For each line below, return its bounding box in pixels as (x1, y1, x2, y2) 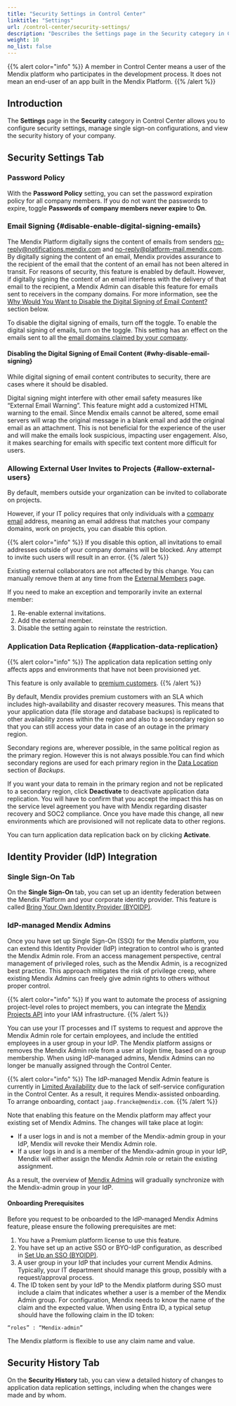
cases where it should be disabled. (7, 380, 108, 388)
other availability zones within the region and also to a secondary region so (7, 715, 225, 723)
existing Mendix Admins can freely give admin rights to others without (7, 974, 210, 982)
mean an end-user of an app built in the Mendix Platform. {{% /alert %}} (7, 77, 216, 85)
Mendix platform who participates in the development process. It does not (7, 70, 221, 78)
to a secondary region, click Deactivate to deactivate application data (7, 786, 209, 796)
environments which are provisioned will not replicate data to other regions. (7, 817, 226, 825)
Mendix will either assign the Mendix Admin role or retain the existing (17, 1154, 218, 1162)
